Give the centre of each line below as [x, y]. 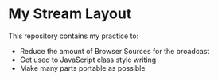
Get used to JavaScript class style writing [88, 60]
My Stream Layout [70, 14]
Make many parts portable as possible [82, 67]
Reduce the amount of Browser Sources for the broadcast [115, 51]
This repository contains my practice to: [74, 36]
